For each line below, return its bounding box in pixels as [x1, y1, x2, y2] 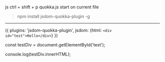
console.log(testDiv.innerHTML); [5, 51, 71, 57]
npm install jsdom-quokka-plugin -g [17, 14, 90, 19]
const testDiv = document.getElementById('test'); [5, 42, 106, 47]
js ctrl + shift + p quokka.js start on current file [5, 4, 99, 10]
